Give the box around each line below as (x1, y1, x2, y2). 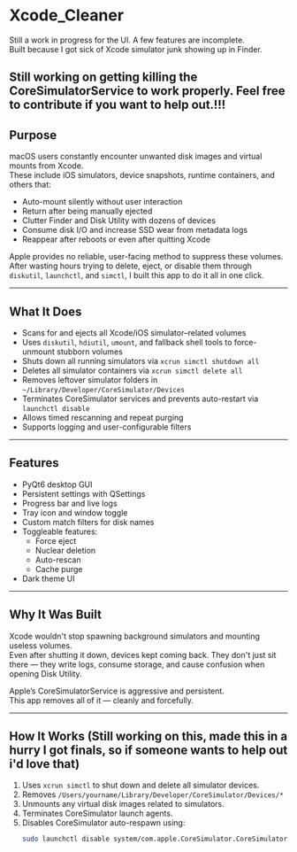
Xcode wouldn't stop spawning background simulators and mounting (9, 631, 261, 641)
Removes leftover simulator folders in (21, 374, 158, 385)
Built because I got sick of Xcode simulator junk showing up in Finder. (9, 43, 263, 54)
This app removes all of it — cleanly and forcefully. (9, 694, 194, 705)
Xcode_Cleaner (9, 5, 125, 26)
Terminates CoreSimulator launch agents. (21, 808, 173, 819)
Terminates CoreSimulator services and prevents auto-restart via (21, 393, 259, 404)
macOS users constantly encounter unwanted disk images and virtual (9, 151, 263, 162)
